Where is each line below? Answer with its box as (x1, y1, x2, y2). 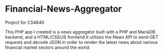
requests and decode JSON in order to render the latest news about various (5, 39, 158, 45)
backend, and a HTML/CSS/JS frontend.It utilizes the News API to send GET (5, 34, 159, 40)
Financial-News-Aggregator (5, 3, 122, 15)
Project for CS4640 (5, 19, 45, 25)
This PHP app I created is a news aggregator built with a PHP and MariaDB (5, 29, 156, 35)
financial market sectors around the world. (5, 44, 91, 50)
